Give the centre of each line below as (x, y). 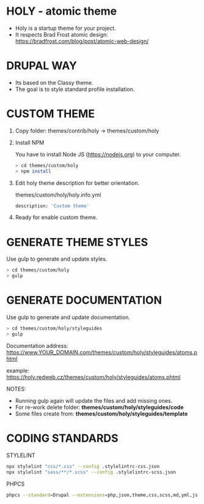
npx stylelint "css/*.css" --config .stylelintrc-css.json (83, 466)
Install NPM (30, 142)
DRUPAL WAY (42, 66)
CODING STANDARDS (62, 438)
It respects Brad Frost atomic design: (62, 34)
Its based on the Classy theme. (54, 82)
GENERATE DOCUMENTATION (84, 301)
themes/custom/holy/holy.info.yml (58, 195)
